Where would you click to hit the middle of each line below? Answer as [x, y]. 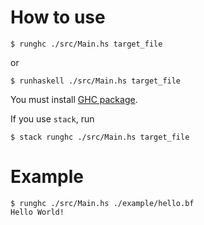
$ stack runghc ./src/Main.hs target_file [100, 137]
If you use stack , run [52, 118]
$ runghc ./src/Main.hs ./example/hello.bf [102, 203]
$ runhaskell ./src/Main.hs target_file [96, 81]
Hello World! [37, 212]
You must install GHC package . [74, 99]
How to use [58, 17]
